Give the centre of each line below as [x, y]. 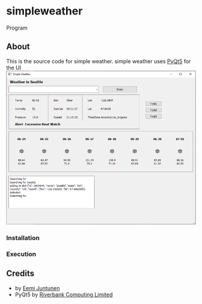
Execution [21, 254]
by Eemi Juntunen [37, 288]
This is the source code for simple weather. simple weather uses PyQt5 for [99, 61]
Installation [23, 238]
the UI [14, 67]
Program [17, 28]
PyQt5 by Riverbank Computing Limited [64, 294]
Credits [20, 274]
